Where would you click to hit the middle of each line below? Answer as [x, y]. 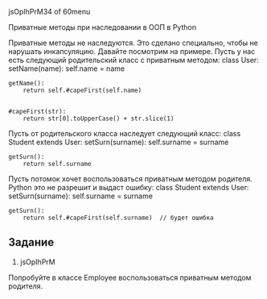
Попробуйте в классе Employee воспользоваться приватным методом [130, 277]
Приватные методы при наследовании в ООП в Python [103, 27]
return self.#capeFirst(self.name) [82, 90]
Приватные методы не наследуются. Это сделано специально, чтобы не [133, 43]
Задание [31, 242]
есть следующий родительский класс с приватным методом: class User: [133, 60]
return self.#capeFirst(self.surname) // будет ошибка [119, 218]
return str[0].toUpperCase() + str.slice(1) [99, 118]
